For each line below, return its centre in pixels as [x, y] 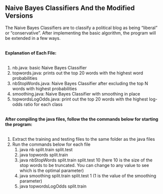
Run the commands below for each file [51, 144]
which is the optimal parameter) [52, 170]
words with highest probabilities [44, 89]
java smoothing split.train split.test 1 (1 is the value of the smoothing [88, 176]
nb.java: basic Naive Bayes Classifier [49, 67]
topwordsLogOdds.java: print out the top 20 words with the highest [80, 99]
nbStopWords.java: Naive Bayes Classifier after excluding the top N [80, 83]
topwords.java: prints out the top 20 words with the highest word [78, 73]
